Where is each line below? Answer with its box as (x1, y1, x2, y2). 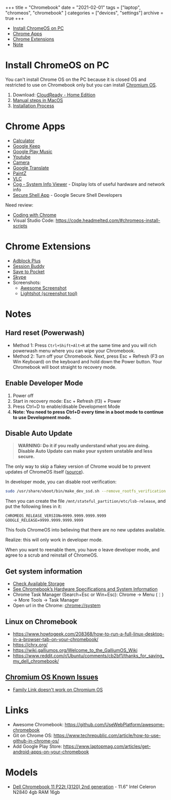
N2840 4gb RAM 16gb (12, 789, 60, 795)
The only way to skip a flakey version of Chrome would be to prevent (5, 463, 151, 469)
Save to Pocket (12, 269, 45, 275)
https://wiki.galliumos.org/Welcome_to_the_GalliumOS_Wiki (12, 647, 138, 653)
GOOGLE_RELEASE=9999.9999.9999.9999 (5, 518, 83, 523)
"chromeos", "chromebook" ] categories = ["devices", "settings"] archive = (5, 10, 164, 16)
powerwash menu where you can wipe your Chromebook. (12, 347, 135, 354)
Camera (12, 159, 30, 166)
